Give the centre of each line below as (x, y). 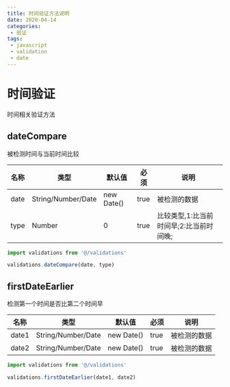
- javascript (29, 45)
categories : (24, 26)
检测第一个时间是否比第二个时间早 (55, 304)
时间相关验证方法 (31, 114)
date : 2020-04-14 (32, 20)
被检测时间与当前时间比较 (43, 153)
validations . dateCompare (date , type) (61, 265)
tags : (15, 39)
